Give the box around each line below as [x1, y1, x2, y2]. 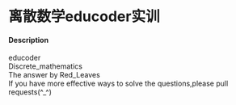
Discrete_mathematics [8, 61, 83, 71]
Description [8, 35, 49, 44]
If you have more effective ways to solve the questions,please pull [8, 78, 229, 89]
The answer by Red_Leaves [8, 70, 101, 80]
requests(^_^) [8, 87, 53, 97]
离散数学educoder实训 [8, 7, 160, 26]
